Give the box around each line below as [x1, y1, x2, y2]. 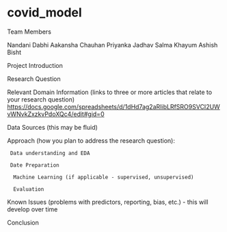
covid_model [7, 5, 82, 21]
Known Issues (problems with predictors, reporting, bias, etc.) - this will [7, 198, 209, 206]
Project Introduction [7, 61, 63, 69]
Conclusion [7, 218, 40, 227]
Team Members [7, 27, 51, 36]
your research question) [7, 95, 75, 104]
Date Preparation [10, 161, 59, 169]
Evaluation [13, 185, 44, 193]
